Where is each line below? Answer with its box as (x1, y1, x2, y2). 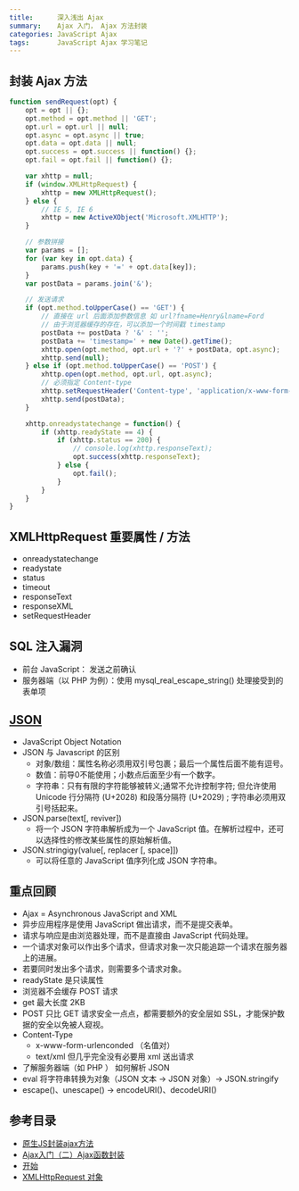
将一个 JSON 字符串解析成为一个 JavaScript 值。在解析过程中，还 (35, 823, 277, 834)
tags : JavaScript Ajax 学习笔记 (9, 37, 149, 47)
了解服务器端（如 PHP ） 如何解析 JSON (21, 1062, 171, 1072)
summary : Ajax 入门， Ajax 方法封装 (9, 21, 148, 30)
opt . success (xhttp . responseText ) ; (72, 453, 201, 462)
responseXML (21, 601, 74, 612)
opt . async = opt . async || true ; (25, 130, 145, 139)
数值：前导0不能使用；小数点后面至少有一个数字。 (35, 769, 221, 779)
